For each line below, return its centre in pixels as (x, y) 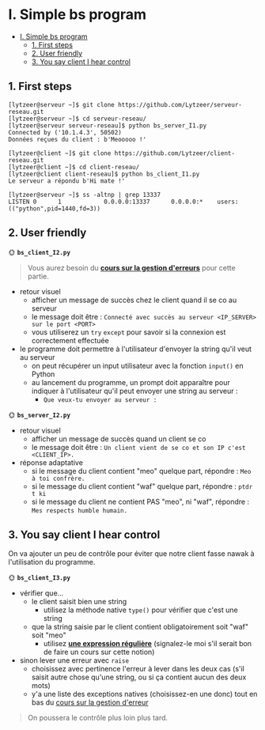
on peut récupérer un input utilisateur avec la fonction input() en (137, 365)
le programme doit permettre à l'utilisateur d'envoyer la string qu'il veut (135, 349)
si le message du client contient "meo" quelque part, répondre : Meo (141, 471)
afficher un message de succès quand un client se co (119, 439)
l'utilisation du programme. (52, 562)
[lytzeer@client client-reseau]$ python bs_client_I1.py (104, 174)
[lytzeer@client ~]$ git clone (60, 153)
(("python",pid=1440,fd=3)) (55, 208)
